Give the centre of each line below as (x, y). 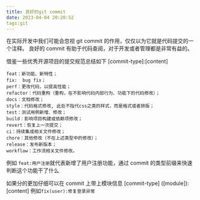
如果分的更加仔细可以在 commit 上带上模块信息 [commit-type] (83, 183)
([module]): (175, 183)
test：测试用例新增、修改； (36, 112)
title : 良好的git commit (36, 12)
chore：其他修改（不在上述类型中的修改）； (52, 138)
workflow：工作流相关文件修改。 (42, 151)
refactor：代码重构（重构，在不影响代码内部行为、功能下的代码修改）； (83, 93)
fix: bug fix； (26, 80)
